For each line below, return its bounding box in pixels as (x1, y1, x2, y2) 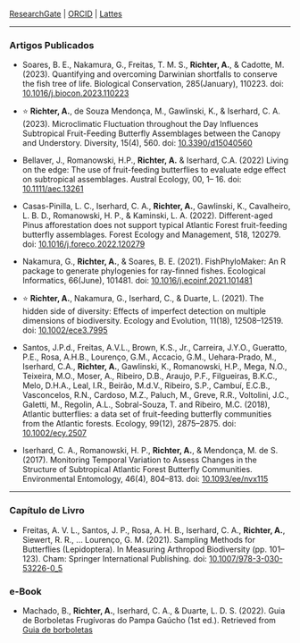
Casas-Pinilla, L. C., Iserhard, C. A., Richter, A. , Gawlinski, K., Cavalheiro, (21, 201, 291, 212)
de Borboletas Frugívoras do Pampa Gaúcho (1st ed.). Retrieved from (21, 614, 277, 625)
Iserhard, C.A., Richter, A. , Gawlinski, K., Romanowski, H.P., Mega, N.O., (21, 361, 287, 372)
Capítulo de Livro (9, 504, 85, 517)
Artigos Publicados (9, 38, 95, 51)
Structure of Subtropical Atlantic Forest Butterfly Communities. (21, 464, 253, 475)
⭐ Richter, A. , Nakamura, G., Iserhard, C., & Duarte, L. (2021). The (21, 293, 264, 304)
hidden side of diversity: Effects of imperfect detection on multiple (21, 306, 266, 317)
